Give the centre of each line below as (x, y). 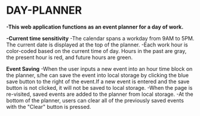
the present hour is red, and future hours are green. (70, 57)
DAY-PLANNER (44, 10)
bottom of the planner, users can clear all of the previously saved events (95, 100)
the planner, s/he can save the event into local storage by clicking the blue (98, 75)
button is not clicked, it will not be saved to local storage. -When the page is (99, 87)
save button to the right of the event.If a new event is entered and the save (98, 81)
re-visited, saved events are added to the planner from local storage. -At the (100, 94)
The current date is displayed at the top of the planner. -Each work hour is (97, 45)
